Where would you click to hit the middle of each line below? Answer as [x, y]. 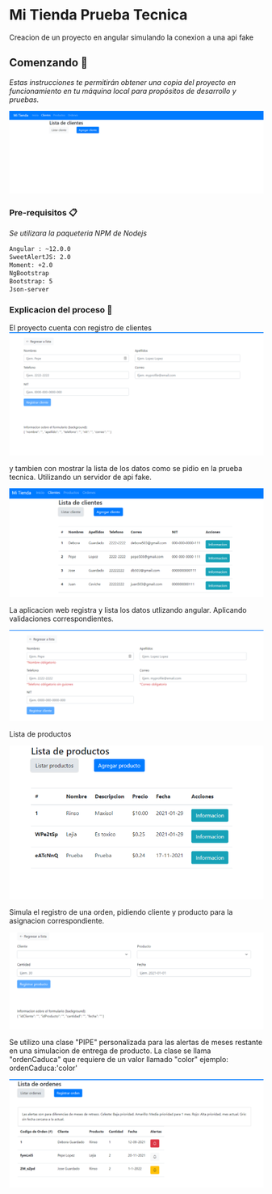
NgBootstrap [29, 274]
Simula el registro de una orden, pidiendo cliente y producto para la [121, 912]
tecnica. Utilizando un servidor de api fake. [80, 477]
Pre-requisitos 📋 [43, 213]
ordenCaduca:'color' [44, 1068]
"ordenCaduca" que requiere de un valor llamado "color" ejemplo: [119, 1059]
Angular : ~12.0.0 [40, 249]
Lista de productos [40, 734]
